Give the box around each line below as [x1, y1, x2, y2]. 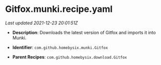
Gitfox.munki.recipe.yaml [5, 3, 113, 15]
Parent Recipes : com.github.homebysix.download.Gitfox [12, 54, 127, 60]
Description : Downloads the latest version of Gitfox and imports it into [12, 29, 156, 35]
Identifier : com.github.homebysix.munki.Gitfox [12, 44, 108, 50]
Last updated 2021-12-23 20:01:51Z [5, 20, 78, 26]
